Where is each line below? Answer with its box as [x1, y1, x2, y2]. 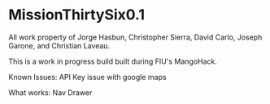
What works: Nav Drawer [8, 87, 93, 98]
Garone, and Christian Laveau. [8, 40, 111, 50]
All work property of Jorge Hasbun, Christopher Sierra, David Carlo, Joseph [8, 32, 263, 42]
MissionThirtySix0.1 [8, 6, 145, 24]
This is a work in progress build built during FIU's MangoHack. [8, 56, 218, 66]
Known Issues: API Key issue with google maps [8, 72, 167, 81]
